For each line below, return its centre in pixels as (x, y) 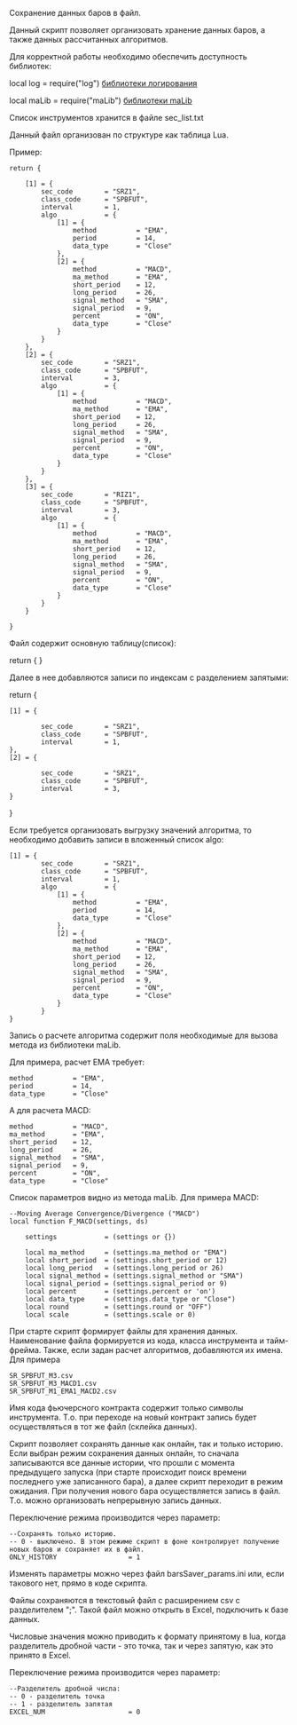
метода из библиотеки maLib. (65, 1045)
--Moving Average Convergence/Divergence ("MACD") (105, 1214)
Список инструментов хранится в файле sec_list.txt (106, 118)
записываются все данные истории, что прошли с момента (122, 1463)
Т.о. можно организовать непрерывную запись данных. (115, 1500)
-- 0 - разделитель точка (57, 1697)
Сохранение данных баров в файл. (75, 13)
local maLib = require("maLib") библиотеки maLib (101, 100)
